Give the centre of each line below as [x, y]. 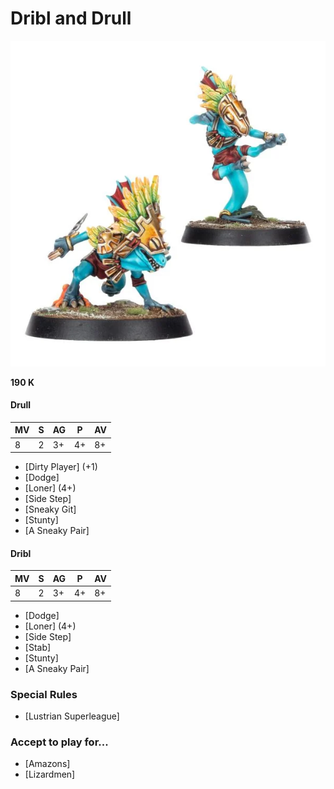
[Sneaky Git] [50, 509]
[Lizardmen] [50, 774]
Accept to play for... [59, 742]
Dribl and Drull [71, 18]
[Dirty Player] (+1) [61, 467]
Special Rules [44, 694]
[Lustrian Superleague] [72, 716]
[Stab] [38, 647]
